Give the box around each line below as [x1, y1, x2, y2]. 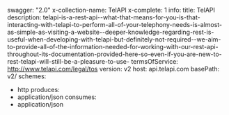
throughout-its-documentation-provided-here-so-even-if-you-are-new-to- [7, 50, 223, 58]
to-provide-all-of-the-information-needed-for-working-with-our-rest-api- [7, 43, 219, 51]
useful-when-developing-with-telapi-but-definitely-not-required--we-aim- [7, 35, 221, 44]
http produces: [17, 86, 61, 94]
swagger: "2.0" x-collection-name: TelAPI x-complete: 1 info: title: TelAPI [7, 6, 216, 14]
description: [7, 13, 42, 21]
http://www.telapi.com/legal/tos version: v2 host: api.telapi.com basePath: [7, 65, 220, 73]
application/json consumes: [17, 93, 97, 101]
